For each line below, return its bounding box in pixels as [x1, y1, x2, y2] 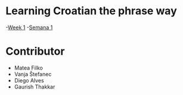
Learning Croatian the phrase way [5, 4, 177, 18]
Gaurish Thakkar [14, 83, 55, 90]
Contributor [5, 45, 65, 58]
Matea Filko [14, 64, 43, 71]
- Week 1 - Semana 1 [5, 24, 53, 31]
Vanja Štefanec [14, 70, 52, 78]
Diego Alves [14, 77, 44, 84]
